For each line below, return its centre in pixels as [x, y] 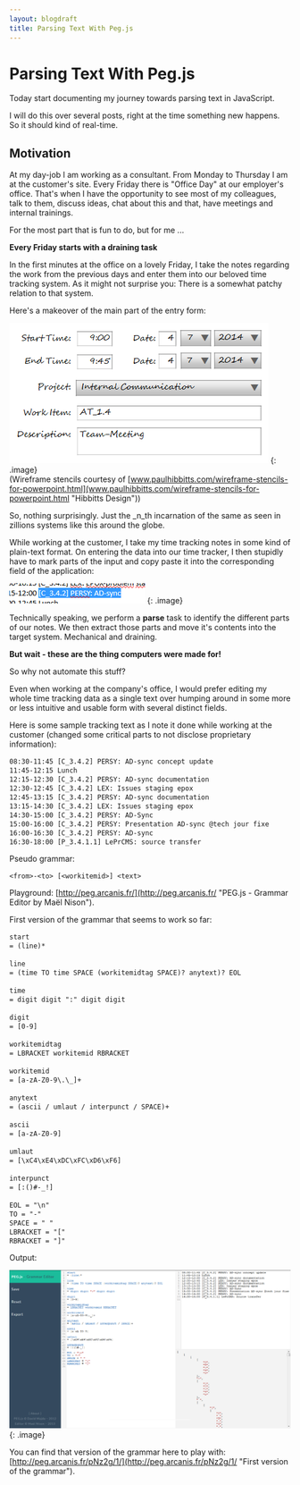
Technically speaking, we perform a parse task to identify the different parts [150, 618]
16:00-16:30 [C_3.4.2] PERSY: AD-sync [81, 833]
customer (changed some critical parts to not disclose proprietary [130, 735]
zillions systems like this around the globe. [87, 525]
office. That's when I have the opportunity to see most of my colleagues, [143, 194]
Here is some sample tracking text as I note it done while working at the [141, 725]
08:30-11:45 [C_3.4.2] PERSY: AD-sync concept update [112, 762]
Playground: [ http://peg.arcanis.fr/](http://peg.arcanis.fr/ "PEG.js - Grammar [149, 893]
